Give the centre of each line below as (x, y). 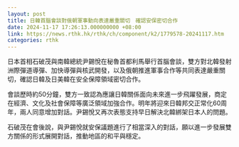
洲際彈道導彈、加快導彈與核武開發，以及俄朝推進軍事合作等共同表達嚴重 (113, 70)
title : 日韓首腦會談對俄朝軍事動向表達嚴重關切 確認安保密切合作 (93, 21)
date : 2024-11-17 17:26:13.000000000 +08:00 (74, 27)
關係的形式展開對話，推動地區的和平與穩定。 (79, 136)
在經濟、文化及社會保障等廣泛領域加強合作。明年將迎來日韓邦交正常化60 (114, 103)
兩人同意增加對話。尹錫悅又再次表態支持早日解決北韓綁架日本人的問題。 (126, 112)
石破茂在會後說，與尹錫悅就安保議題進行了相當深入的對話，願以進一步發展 (116, 127)
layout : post (27, 14)
